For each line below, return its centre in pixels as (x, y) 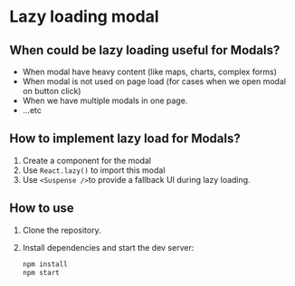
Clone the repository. (62, 230)
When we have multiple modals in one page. (105, 100)
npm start (41, 272)
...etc (32, 110)
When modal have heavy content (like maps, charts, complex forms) (150, 71)
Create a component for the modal (87, 160)
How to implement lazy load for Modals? (125, 139)
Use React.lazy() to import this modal (94, 170)
